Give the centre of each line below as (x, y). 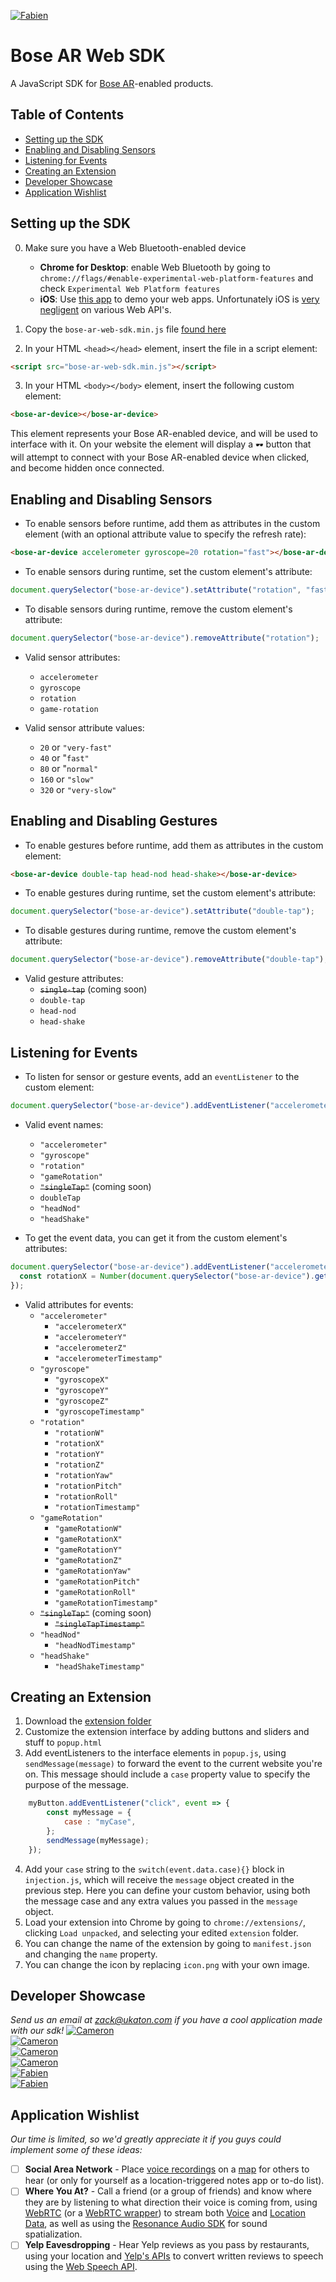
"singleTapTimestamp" (99, 1624)
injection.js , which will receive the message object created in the (159, 1879)
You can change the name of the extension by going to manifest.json (168, 1943)
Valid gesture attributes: (74, 979)
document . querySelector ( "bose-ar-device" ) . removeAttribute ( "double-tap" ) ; (169, 960)
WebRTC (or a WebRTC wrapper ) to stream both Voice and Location (165, 2213)
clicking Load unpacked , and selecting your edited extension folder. (161, 1932)
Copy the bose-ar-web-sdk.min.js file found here (125, 329)
